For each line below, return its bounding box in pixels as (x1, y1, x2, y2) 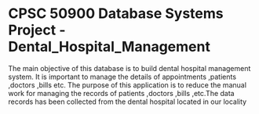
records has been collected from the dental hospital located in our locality (8, 97, 247, 106)
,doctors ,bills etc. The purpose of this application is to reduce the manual (8, 80, 247, 90)
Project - (8, 21, 66, 39)
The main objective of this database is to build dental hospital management (8, 63, 251, 73)
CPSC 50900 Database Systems (8, 5, 224, 23)
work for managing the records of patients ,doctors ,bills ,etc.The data (8, 88, 235, 98)
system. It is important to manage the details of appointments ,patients (8, 72, 237, 81)
